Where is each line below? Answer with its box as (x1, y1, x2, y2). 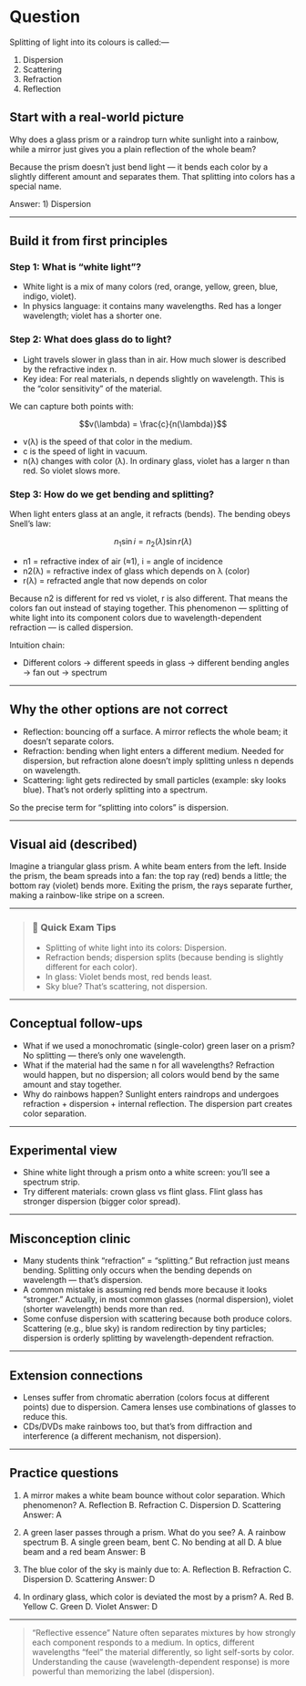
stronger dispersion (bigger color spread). (22, 1196, 181, 1207)
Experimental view (9, 1143, 117, 1158)
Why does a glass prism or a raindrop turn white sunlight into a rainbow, (9, 134, 280, 145)
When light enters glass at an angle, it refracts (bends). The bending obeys (9, 509, 291, 520)
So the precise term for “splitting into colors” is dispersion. (9, 802, 229, 812)
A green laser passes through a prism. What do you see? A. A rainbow (22, 1526, 287, 1537)
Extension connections (9, 1368, 144, 1383)
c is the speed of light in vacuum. (22, 445, 148, 457)
